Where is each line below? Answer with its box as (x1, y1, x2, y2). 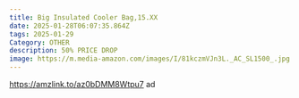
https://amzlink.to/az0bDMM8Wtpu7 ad (9, 79, 156, 89)
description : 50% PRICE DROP (9, 46, 118, 55)
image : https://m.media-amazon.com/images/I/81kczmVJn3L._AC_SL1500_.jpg (9, 54, 291, 63)
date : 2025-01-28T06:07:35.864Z (9, 21, 130, 30)
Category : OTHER (9, 37, 70, 47)
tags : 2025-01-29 (9, 29, 74, 38)
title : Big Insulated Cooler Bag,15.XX (9, 12, 158, 22)
